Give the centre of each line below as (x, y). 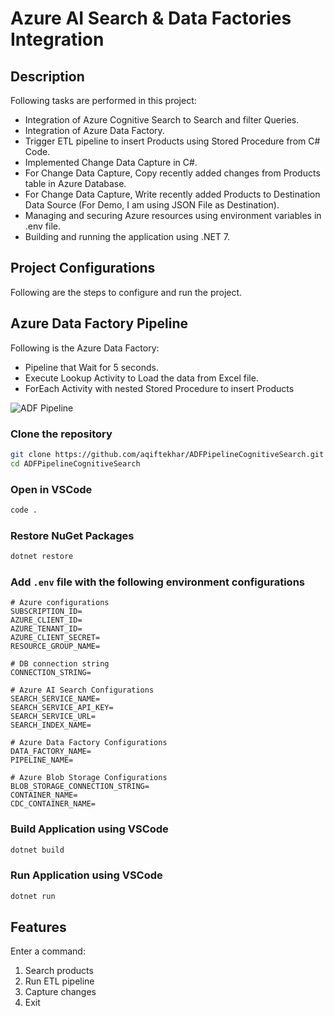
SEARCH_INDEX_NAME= (51, 725)
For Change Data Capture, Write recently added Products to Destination (172, 194)
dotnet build (37, 850)
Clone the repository (61, 434)
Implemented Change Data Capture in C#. (111, 162)
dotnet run (33, 896)
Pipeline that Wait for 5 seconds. (91, 367)
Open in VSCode (51, 489)
